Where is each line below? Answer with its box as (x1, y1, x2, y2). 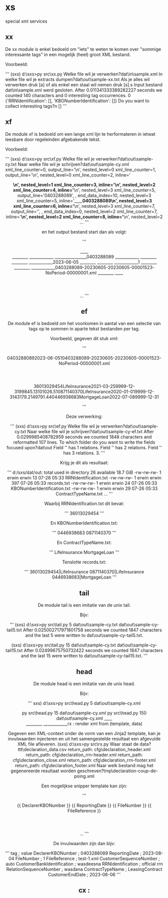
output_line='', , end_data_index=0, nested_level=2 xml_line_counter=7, (11, 208, 158, 214)
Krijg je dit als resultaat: (60, 460, 109, 466)
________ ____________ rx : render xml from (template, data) (26, 721, 143, 726)
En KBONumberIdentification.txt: (50, 520, 118, 526)
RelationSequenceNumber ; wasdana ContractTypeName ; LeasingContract (6, 866, 162, 872)
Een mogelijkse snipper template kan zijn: (41, 783, 127, 789)
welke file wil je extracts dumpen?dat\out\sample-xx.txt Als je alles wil (5, 76, 150, 82)
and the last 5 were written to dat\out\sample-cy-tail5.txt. (25, 632, 143, 638)
